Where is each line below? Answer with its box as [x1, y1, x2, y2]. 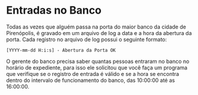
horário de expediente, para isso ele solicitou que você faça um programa [6, 64, 188, 71]
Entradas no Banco [6, 4, 102, 17]
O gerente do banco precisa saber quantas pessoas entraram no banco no [6, 58, 190, 65]
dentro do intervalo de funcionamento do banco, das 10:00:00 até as [6, 77, 175, 84]
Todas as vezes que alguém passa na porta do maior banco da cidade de [6, 23, 187, 30]
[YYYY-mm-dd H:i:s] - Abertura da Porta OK [6, 47, 116, 53]
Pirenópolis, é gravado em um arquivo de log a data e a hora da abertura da [6, 29, 192, 36]
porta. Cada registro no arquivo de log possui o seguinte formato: [6, 36, 167, 43]
